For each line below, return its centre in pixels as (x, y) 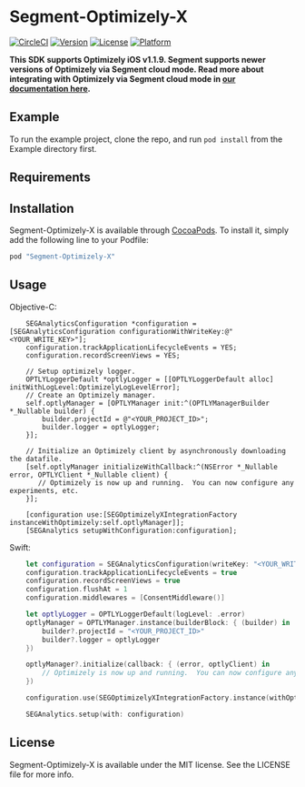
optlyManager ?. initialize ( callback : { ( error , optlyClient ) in (148, 665)
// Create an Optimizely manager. (91, 395)
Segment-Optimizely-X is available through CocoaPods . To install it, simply (149, 230)
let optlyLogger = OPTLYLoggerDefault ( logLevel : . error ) (136, 615)
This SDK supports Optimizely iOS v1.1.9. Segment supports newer (138, 59)
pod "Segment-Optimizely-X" (63, 257)
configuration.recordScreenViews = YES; (103, 355)
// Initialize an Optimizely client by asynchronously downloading (156, 451)
